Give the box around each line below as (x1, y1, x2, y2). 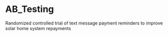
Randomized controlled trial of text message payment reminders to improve (5, 20, 163, 26)
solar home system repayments (5, 25, 71, 31)
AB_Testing (5, 3, 54, 15)
